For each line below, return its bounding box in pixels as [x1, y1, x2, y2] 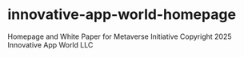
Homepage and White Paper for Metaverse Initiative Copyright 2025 [7, 32, 232, 41]
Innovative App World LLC [7, 40, 94, 49]
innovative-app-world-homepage [7, 6, 237, 24]
